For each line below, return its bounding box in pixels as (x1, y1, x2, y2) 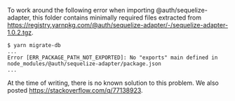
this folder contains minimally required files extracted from (32, 13, 202, 22)
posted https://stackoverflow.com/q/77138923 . (7, 86, 143, 94)
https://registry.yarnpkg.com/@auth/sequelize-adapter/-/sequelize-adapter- (7, 21, 229, 29)
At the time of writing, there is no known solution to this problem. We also (7, 79, 219, 87)
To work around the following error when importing (7, 6, 155, 14)
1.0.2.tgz (7, 28, 32, 36)
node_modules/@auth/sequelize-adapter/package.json (7, 60, 161, 67)
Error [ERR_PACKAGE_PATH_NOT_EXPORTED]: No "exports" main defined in (7, 54, 218, 61)
